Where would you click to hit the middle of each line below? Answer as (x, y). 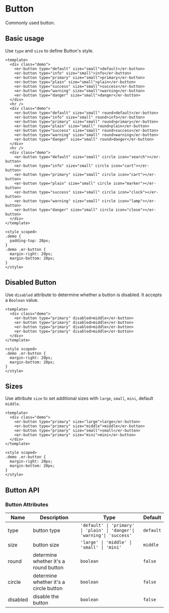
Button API (22, 490)
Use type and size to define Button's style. (50, 50)
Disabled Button (31, 283)
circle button (48, 588)
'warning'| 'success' (106, 535)
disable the (46, 596)
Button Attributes (27, 504)
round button (48, 568)
